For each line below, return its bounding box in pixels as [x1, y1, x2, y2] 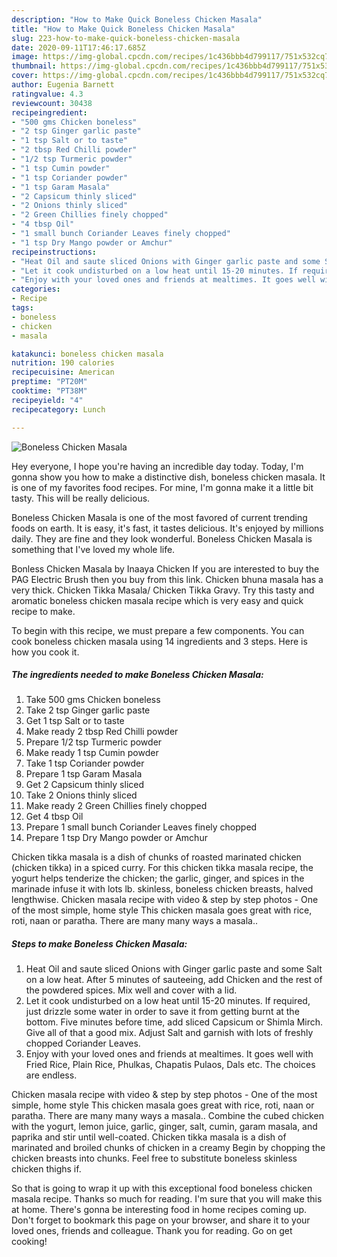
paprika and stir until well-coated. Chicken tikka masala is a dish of [11, 1131, 287, 1143]
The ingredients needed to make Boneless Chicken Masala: [11, 669, 264, 681]
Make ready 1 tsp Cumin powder [25, 747, 159, 759]
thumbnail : [11, 61, 57, 71]
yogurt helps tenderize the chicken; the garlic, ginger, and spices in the [11, 872, 305, 885]
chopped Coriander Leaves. [25, 1037, 141, 1050]
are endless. [25, 1069, 78, 1081]
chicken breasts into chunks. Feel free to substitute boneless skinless [11, 1152, 298, 1165]
